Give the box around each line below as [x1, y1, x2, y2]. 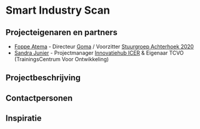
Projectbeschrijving [5, 73, 81, 83]
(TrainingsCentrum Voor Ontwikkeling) [14, 56, 109, 62]
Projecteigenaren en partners [5, 27, 118, 37]
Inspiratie [5, 114, 42, 124]
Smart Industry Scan [5, 4, 110, 17]
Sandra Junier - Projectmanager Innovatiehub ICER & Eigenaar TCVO [14, 49, 184, 56]
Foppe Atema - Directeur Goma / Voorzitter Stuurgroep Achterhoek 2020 [14, 43, 194, 50]
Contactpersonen [5, 93, 73, 103]
